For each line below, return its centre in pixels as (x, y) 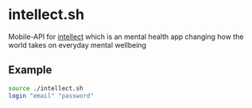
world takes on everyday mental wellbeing (78, 44)
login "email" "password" (51, 96)
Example (30, 70)
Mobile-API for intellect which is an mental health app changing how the (126, 37)
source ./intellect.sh (46, 88)
